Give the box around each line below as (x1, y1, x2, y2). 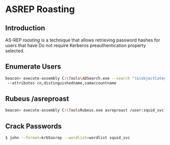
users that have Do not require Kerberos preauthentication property (5, 42, 146, 49)
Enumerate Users (5, 62, 61, 71)
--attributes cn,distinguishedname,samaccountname (7, 80, 116, 85)
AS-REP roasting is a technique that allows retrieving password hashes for (5, 37, 160, 43)
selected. (5, 48, 25, 54)
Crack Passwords (5, 122, 62, 130)
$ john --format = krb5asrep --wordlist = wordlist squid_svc (5, 135, 130, 140)
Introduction (5, 24, 46, 32)
